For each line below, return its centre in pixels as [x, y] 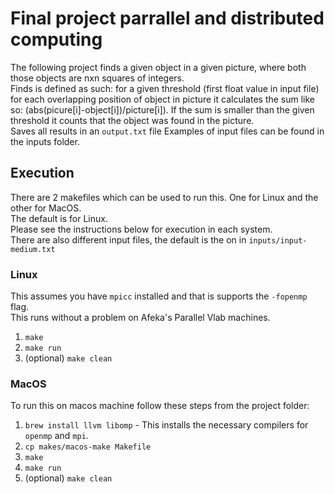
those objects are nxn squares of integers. [97, 78]
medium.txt [33, 249]
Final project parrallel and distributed [167, 18]
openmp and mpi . [56, 436]
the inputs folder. [45, 141]
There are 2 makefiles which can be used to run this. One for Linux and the [164, 197]
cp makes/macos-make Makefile [88, 447]
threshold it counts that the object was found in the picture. [132, 120]
